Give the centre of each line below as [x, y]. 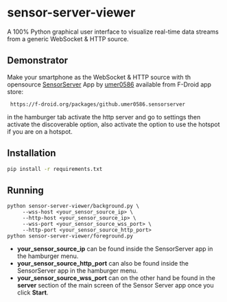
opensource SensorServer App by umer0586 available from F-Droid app [109, 84]
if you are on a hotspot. [40, 131]
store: [15, 91]
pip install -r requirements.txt [55, 169]
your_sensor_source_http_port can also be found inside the [103, 264]
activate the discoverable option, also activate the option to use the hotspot [114, 124]
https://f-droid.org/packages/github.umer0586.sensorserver [98, 104]
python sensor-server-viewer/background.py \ [73, 206]
